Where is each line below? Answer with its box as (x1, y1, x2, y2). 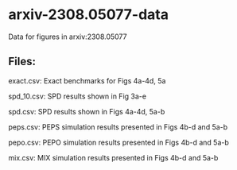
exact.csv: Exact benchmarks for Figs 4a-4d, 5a (8, 75, 166, 85)
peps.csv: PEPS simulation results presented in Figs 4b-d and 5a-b (8, 122, 228, 132)
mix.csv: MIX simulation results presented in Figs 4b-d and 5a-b (8, 153, 219, 162)
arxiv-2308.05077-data (8, 6, 169, 24)
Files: (8, 55, 36, 68)
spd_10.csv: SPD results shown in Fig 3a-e (8, 91, 147, 101)
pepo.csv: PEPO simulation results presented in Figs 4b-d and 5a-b (8, 137, 229, 147)
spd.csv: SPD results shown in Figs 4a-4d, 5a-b (8, 106, 165, 116)
